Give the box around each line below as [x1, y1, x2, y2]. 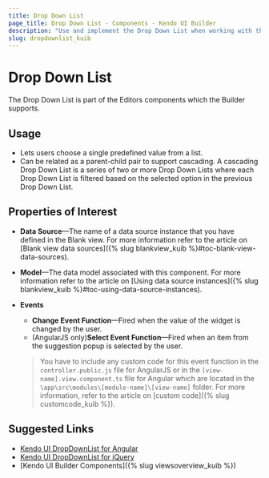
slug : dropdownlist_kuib [8, 34, 91, 42]
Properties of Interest [8, 205, 118, 219]
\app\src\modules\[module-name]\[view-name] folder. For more [39, 382, 246, 392]
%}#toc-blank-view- [187, 243, 256, 253]
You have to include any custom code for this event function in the [39, 356, 259, 366]
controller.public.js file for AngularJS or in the [39, 365, 200, 375]
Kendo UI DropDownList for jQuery [19, 452, 134, 461]
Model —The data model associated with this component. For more [19, 267, 242, 277]
